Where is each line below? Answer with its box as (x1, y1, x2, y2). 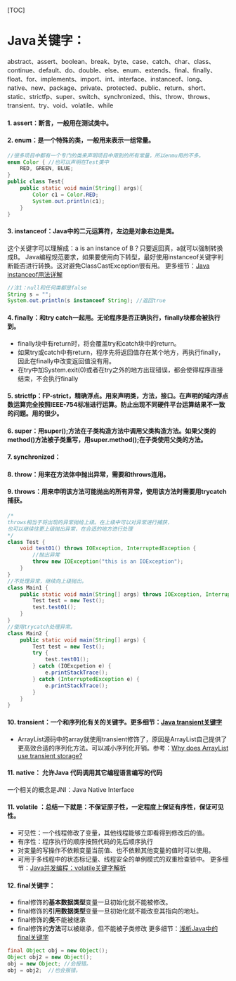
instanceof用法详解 (7, 270, 63, 278)
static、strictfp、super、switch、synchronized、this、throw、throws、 (7, 92, 214, 100)
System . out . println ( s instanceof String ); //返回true (7, 297, 166, 304)
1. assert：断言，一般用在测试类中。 (7, 119, 112, 127)
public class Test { (7, 178, 65, 186)
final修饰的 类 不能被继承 (17, 916, 86, 924)
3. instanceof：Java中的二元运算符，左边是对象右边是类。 (7, 227, 178, 235)
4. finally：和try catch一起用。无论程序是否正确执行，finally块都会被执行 (7, 313, 221, 322)
